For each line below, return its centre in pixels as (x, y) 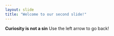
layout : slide (20, 10)
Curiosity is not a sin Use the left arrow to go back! (57, 28)
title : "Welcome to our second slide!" (46, 14)
